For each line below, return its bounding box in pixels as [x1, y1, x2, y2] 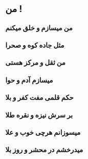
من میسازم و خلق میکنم [5, 24, 73, 32]
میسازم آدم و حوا [5, 75, 53, 85]
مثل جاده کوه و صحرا [5, 41, 64, 49]
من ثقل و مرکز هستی [5, 58, 65, 67]
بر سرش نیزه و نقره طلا [5, 111, 73, 120]
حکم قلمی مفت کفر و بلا [5, 93, 74, 102]
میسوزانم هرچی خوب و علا [5, 128, 81, 136]
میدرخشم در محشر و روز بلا [5, 146, 83, 154]
